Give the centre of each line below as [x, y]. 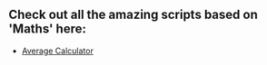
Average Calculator [58, 51]
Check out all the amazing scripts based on [133, 15]
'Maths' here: [48, 29]
